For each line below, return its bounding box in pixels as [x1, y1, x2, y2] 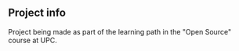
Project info [8, 6, 67, 20]
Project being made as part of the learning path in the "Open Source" [8, 27, 232, 36]
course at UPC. [8, 35, 57, 45]
